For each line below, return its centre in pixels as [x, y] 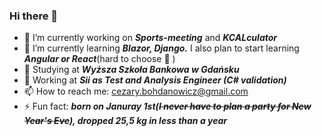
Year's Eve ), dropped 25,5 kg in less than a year [125, 121]
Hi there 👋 [34, 16]
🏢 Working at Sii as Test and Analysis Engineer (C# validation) [155, 80]
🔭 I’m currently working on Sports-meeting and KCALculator [150, 38]
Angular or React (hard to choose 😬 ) [99, 59]
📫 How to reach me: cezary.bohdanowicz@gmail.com [136, 91]
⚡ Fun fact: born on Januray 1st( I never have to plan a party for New [167, 106]
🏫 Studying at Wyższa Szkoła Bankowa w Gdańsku [131, 70]
